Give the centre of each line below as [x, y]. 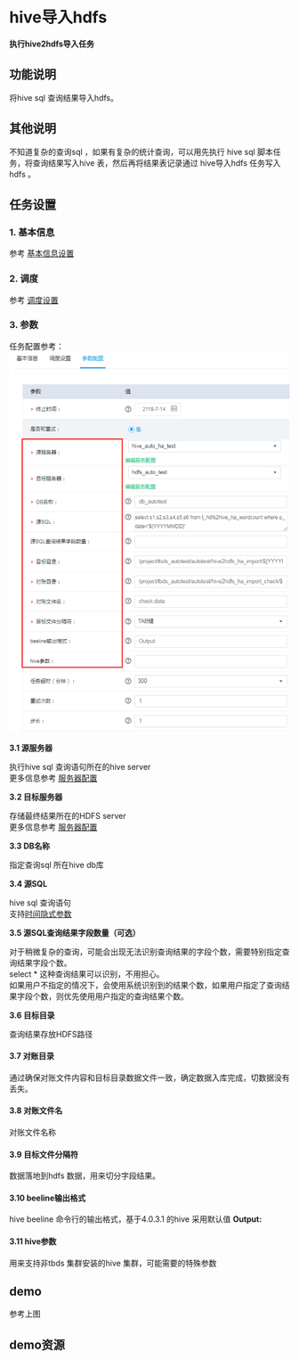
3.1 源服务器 [31, 748]
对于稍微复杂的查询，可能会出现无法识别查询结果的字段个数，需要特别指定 [145, 951]
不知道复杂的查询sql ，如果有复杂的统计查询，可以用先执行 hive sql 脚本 [141, 152]
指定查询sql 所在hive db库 [57, 864]
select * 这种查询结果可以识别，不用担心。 [87, 974]
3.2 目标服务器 [36, 797]
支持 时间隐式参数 [40, 913]
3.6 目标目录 [32, 1015]
